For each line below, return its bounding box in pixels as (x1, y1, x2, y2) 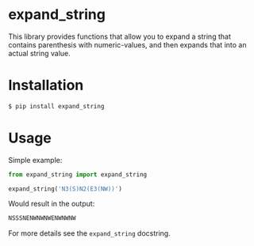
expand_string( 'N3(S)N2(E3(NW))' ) (8, 184, 123, 193)
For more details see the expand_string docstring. (8, 229, 171, 238)
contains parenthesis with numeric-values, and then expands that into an (8, 40, 247, 49)
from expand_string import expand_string (8, 170, 148, 179)
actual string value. (8, 48, 71, 58)
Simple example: (8, 155, 63, 165)
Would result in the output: (8, 199, 95, 209)
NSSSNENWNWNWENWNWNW (8, 214, 77, 222)
